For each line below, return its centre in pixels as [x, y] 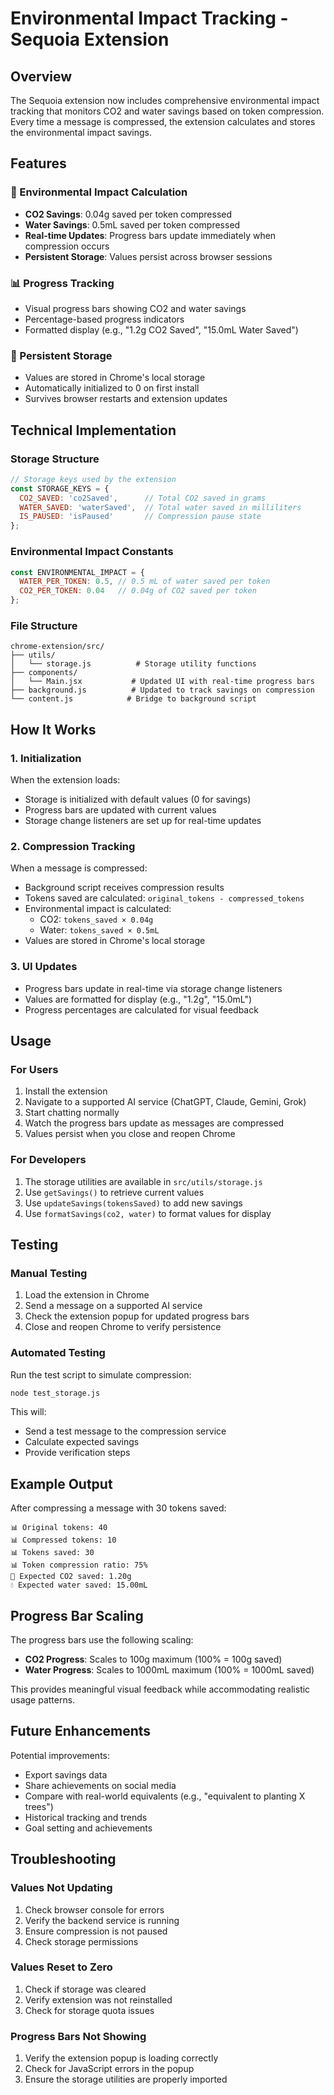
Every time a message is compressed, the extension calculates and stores [163, 121]
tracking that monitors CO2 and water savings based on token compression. [167, 111]
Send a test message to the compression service [125, 1431]
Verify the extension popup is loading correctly [121, 2058]
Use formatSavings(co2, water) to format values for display [148, 1213]
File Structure [44, 625]
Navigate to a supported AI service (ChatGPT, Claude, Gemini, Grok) [165, 1102]
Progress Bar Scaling [77, 1615]
